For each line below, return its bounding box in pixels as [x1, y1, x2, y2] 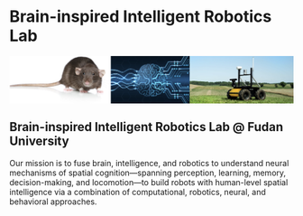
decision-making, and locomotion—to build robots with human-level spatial [9, 176, 289, 187]
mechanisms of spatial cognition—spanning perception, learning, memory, [9, 167, 287, 178]
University [9, 134, 69, 149]
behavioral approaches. [9, 196, 97, 207]
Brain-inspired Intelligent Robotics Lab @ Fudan [9, 119, 284, 135]
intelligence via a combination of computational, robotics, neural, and [9, 186, 266, 197]
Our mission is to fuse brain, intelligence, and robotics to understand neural [9, 157, 289, 168]
